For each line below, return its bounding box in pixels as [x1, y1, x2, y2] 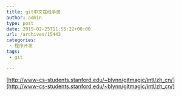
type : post [6, 20, 34, 26]
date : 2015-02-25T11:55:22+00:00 [6, 26, 91, 32]
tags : [6, 49, 20, 55]
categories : [6, 37, 36, 43]
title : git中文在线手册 [6, 9, 61, 15]
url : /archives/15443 [6, 32, 61, 38]
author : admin [6, 15, 43, 21]
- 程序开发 [9, 43, 33, 49]
